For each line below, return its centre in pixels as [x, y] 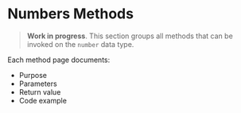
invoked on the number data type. [80, 44]
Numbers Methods [71, 14]
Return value [40, 92]
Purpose [33, 75]
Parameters [38, 84]
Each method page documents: [59, 60]
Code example [43, 100]
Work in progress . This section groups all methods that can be [130, 36]
